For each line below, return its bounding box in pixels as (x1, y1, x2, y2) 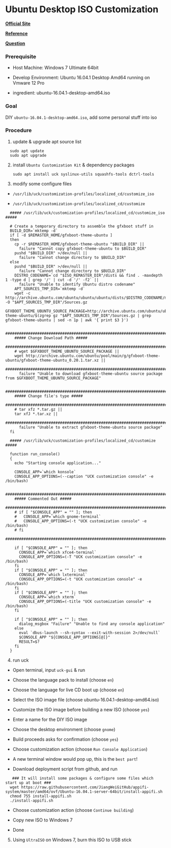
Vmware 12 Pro (12, 80, 45, 86)
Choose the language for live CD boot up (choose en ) (12, 687, 125, 693)
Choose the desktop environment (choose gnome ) (12, 726, 116, 732)
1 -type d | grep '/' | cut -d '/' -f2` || (5, 277, 99, 282)
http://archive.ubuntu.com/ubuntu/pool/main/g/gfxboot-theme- (25, 353, 160, 358)
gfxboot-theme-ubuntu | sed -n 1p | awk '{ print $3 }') (5, 318, 129, 323)
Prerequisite (5, 53, 37, 60)
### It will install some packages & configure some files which (12, 776, 154, 781)
